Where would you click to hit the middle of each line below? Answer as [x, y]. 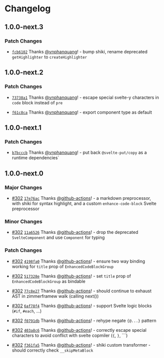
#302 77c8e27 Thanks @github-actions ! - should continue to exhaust [82, 291]
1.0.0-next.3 [24, 27]
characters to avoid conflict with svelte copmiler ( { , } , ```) [70, 335]
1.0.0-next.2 [24, 72]
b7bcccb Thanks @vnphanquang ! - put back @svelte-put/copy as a [79, 153]
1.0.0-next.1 [23, 127]
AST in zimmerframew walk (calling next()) [55, 296]
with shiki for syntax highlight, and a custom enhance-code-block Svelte [84, 203]
